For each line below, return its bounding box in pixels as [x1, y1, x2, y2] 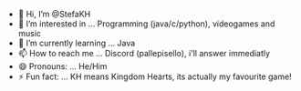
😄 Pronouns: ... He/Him [17, 61, 108, 72]
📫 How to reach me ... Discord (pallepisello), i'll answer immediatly [17, 48, 271, 58]
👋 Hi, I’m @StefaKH [17, 9, 91, 19]
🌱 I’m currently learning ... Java [17, 37, 136, 48]
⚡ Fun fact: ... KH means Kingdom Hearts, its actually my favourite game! [17, 71, 292, 82]
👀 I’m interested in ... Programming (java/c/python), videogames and [17, 18, 275, 29]
